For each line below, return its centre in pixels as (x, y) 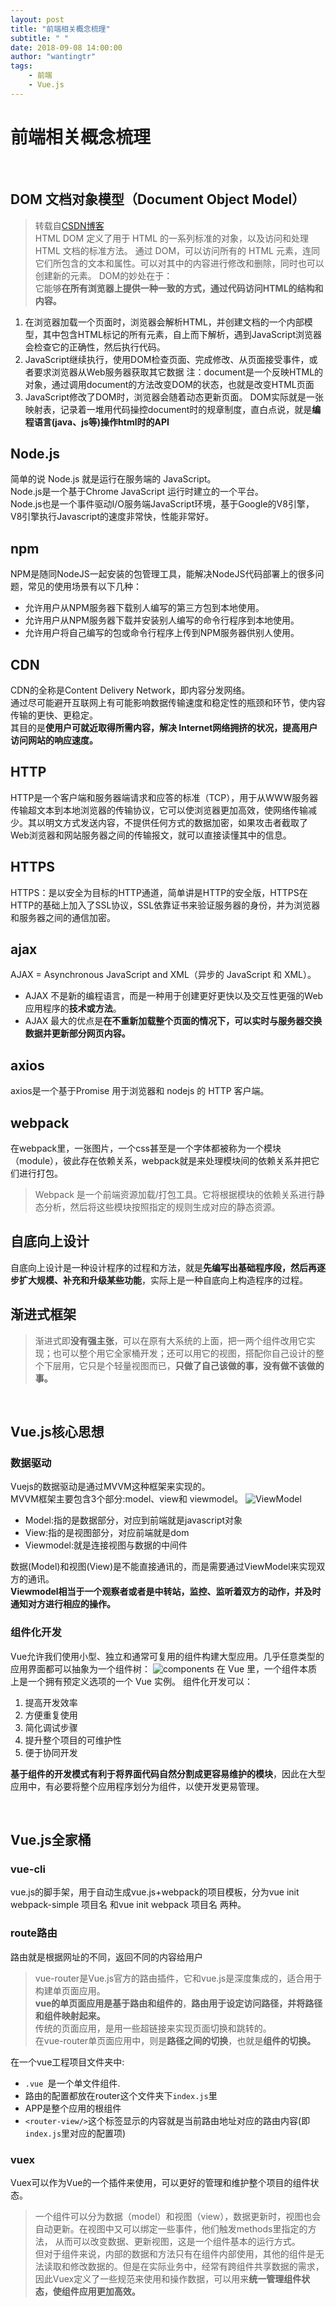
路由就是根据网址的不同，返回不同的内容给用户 (106, 1957)
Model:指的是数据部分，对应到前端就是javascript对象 (133, 1520)
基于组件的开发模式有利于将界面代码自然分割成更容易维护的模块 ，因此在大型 (168, 1773)
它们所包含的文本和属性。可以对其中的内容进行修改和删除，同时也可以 (179, 263)
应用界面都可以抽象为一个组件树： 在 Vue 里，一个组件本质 (164, 1668)
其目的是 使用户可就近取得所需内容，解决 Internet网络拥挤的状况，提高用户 (164, 727)
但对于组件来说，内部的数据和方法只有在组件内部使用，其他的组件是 (175, 2253)
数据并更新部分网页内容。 (77, 1033)
